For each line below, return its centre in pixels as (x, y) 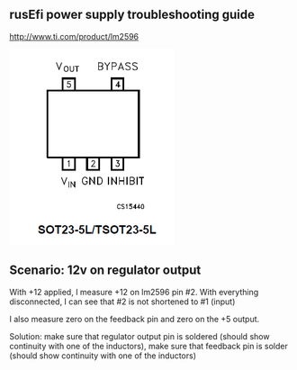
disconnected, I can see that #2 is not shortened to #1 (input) (122, 302)
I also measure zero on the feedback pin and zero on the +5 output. (135, 319)
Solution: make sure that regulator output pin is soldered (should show (139, 336)
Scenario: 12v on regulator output (105, 271)
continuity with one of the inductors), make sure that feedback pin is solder (148, 346)
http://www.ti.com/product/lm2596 (74, 36)
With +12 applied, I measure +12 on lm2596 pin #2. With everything (134, 292)
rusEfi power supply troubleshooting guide (132, 15)
